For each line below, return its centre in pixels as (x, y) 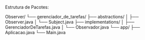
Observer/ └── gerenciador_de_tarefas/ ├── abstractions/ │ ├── (72, 17)
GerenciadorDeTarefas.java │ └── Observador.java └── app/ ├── (72, 27)
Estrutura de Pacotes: (27, 7)
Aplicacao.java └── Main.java (35, 32)
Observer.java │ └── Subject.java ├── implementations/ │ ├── (70, 22)
